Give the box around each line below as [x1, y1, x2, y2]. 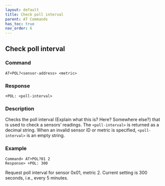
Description [5, 105, 34, 112]
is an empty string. [26, 132, 65, 138]
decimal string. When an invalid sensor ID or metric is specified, [5, 127, 136, 133]
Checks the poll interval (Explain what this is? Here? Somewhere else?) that [5, 116, 160, 122]
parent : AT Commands [5, 16, 48, 21]
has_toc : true [5, 21, 35, 26]
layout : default [5, 7, 39, 12]
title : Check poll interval [5, 12, 64, 17]
